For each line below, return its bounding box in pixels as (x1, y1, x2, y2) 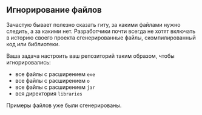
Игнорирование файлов (6, 5, 102, 15)
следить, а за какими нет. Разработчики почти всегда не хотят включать (6, 27, 196, 35)
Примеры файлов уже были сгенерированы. (6, 102, 122, 109)
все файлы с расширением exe (15, 70, 95, 78)
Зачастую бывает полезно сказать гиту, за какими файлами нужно (6, 21, 181, 28)
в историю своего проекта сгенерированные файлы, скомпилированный (6, 33, 196, 41)
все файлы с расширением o (15, 77, 90, 84)
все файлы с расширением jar (15, 83, 95, 91)
